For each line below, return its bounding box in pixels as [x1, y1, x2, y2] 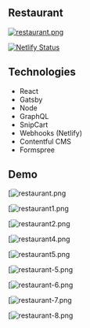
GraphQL [19, 111, 49, 121]
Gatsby [19, 95, 43, 104]
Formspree [19, 145, 55, 155]
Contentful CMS [19, 136, 72, 146]
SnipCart [19, 120, 49, 129]
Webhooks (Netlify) [19, 128, 83, 137]
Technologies [8, 65, 77, 79]
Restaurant [8, 6, 64, 20]
